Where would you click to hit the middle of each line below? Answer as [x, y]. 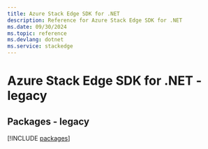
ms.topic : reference [37, 33]
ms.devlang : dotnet [36, 40]
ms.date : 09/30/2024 [37, 27]
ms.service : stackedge [40, 46]
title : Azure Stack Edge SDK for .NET [64, 14]
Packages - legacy [48, 121]
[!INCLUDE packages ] [39, 138]
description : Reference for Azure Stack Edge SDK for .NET [95, 20]
